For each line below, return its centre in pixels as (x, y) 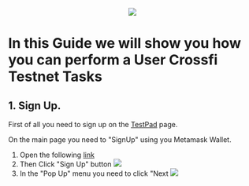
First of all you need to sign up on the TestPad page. (93, 124)
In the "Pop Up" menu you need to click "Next (94, 173)
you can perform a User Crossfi (113, 60)
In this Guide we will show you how (125, 44)
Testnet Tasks (55, 77)
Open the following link (57, 155)
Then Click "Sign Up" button (65, 164)
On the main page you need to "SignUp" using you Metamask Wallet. (120, 140)
